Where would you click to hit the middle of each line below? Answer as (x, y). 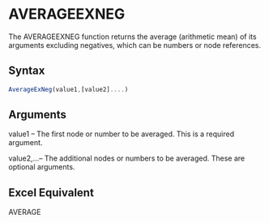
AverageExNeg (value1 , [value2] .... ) (68, 89)
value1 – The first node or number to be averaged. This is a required (122, 134)
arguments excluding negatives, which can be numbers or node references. (135, 45)
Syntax (27, 71)
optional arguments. (42, 167)
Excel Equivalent (51, 193)
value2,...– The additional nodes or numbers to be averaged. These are (127, 158)
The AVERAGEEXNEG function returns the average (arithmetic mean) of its (132, 36)
